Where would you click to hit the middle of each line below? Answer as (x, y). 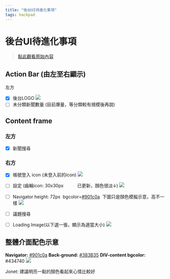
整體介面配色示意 (32, 242)
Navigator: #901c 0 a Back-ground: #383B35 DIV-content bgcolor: (75, 255)
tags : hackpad (20, 15)
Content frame (29, 121)
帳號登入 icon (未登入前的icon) (44, 175)
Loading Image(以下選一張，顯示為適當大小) (59, 225)
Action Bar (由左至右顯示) (46, 74)
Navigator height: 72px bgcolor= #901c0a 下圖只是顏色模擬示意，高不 (86, 197)
